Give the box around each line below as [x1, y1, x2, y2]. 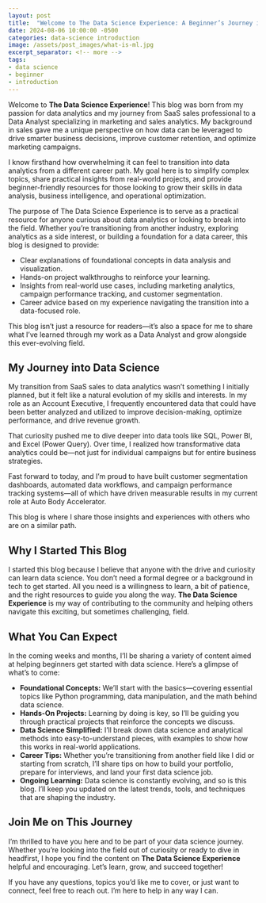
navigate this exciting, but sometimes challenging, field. [8, 607, 190, 617]
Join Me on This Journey [8, 816, 133, 829]
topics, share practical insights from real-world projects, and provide [8, 174, 232, 183]
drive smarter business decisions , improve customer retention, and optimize [8, 133, 256, 143]
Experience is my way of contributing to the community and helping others [8, 599, 253, 608]
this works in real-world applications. [19, 742, 141, 752]
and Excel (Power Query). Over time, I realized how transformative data [8, 439, 241, 449]
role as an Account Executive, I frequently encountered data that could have [8, 399, 256, 408]
